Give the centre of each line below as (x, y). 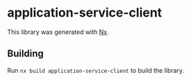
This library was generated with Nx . (58, 32)
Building (25, 54)
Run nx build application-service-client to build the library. (96, 70)
